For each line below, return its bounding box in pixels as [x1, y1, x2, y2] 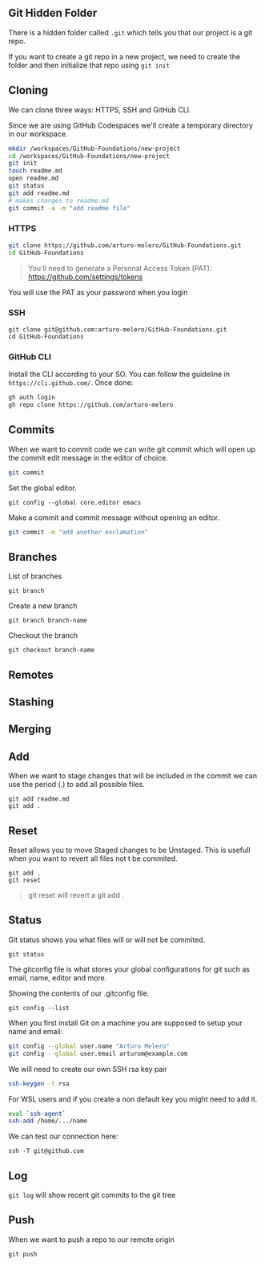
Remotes [8, 667, 54, 681]
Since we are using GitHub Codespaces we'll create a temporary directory [8, 120, 254, 130]
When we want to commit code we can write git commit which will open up [8, 444, 256, 454]
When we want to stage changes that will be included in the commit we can [8, 771, 258, 781]
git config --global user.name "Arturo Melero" [8, 1042, 171, 1050]
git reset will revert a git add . [27, 891, 125, 900]
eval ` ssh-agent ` [8, 1110, 66, 1118]
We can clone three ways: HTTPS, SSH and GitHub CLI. [8, 104, 191, 115]
